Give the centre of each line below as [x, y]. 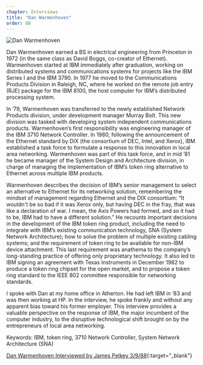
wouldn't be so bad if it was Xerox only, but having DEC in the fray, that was [101, 204]
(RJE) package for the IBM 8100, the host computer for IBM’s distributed [96, 91]
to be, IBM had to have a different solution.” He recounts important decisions [102, 217]
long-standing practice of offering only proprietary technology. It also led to [101, 256]
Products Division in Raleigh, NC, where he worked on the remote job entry [100, 84]
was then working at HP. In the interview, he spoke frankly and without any [99, 300]
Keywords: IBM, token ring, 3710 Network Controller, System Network [93, 338]
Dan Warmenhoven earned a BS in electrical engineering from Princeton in [99, 52]
